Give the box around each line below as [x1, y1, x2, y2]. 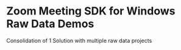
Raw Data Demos [6, 17, 94, 31]
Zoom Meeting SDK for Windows [6, 4, 176, 18]
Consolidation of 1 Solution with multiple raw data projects [6, 37, 152, 44]
